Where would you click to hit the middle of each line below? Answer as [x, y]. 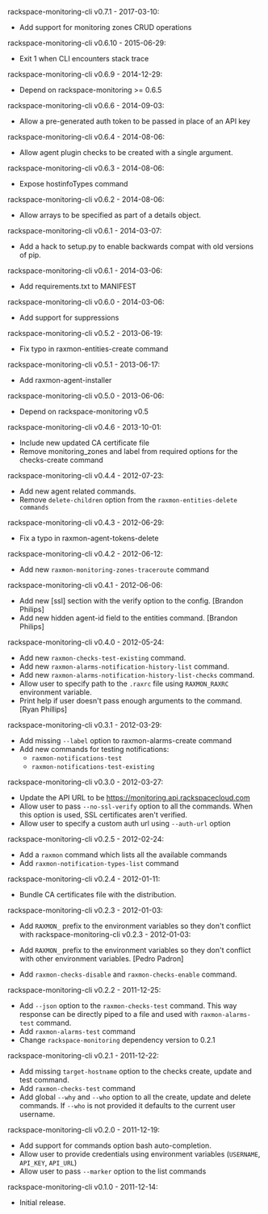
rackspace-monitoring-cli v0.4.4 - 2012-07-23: [86, 475]
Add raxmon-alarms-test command [77, 1031]
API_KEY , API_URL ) [48, 1163]
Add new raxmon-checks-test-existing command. [103, 658]
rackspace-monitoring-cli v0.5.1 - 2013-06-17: [84, 364]
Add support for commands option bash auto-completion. [115, 1145]
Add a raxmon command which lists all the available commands [123, 855]
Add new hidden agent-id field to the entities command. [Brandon [128, 618]
